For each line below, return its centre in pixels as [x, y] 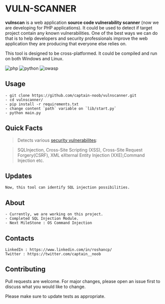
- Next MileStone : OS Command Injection [49, 223]
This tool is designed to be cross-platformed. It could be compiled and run [81, 53]
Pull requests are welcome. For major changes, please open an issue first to [83, 281]
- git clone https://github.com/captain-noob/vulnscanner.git [71, 95]
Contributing [25, 269]
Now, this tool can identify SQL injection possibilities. [68, 187]
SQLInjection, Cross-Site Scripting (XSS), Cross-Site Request [80, 150]
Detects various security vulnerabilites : [57, 140]
